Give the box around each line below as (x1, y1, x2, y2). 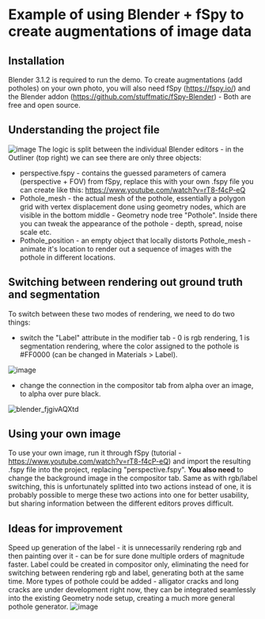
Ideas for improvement (8, 521, 123, 535)
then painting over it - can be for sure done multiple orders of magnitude (8, 552, 245, 561)
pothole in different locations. (19, 252, 116, 262)
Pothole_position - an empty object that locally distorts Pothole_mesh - (19, 236, 252, 245)
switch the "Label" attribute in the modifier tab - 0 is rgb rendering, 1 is (19, 333, 251, 342)
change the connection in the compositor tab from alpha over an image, (19, 380, 254, 390)
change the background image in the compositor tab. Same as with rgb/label (8, 474, 258, 483)
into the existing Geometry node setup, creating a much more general (8, 594, 236, 603)
